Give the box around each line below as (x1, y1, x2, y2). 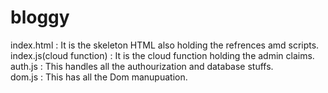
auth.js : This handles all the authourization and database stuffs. (10, 60, 274, 72)
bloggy (10, 6, 70, 29)
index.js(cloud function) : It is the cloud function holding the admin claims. (10, 49, 315, 61)
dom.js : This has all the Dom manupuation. (10, 71, 188, 83)
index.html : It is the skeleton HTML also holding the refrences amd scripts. (10, 39, 320, 51)
